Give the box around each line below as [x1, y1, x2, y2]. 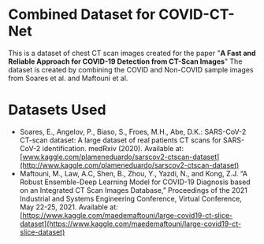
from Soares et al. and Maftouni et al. [8, 73, 128, 83]
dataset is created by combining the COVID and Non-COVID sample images [8, 65, 254, 74]
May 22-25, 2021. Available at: [19, 202, 118, 212]
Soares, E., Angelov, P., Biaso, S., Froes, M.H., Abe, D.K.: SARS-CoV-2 [19, 127, 247, 136]
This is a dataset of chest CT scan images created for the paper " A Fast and [8, 48, 256, 57]
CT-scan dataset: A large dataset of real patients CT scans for [19, 135, 222, 145]
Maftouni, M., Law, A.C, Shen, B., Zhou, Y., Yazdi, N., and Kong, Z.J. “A [19, 168, 248, 178]
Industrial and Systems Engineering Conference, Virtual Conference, [19, 194, 243, 203]
